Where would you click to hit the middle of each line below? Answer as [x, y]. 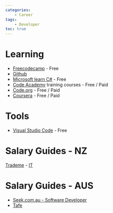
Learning [25, 54]
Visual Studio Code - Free [40, 130]
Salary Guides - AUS [49, 186]
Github [20, 74]
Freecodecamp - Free [36, 68]
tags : [11, 19]
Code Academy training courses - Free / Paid [60, 85]
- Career [24, 15]
